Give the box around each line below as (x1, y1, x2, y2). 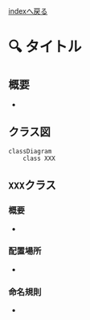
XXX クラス (8, 179, 56, 192)
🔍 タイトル (8, 38, 82, 56)
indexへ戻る (8, 6, 48, 15)
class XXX (22, 154, 56, 162)
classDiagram (8, 147, 52, 155)
